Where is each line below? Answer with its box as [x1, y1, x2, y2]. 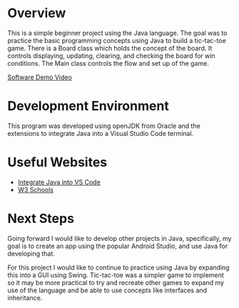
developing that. [7, 249, 56, 258]
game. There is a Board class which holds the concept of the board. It [7, 44, 213, 52]
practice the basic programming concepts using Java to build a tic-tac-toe [7, 36, 226, 44]
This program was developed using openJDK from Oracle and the [7, 121, 201, 130]
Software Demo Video [7, 73, 73, 81]
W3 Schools [17, 185, 54, 194]
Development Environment [7, 98, 169, 114]
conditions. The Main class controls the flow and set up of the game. [7, 59, 209, 67]
